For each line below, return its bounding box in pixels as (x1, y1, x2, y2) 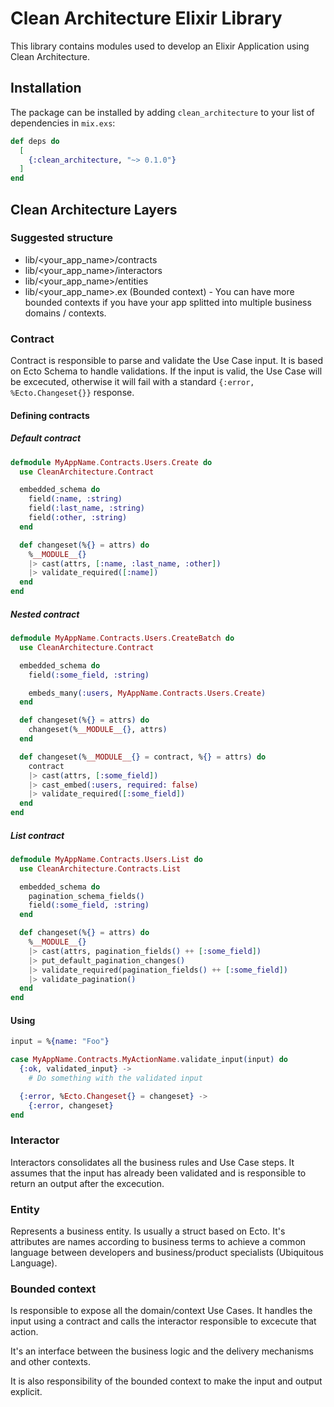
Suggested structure (10, 231, 114, 245)
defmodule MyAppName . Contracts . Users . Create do (10, 457, 213, 467)
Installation (10, 80, 82, 97)
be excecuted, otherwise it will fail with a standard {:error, (10, 376, 255, 388)
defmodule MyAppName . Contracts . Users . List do (10, 854, 203, 864)
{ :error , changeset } (28, 1100, 114, 1111)
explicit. (10, 1386, 43, 1398)
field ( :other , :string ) (28, 513, 128, 523)
